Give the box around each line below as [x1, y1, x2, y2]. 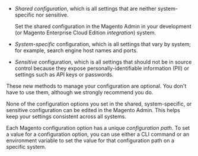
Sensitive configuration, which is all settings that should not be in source [14, 59, 192, 65]
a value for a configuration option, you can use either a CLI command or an [6, 130, 190, 138]
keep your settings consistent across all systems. [6, 113, 126, 120]
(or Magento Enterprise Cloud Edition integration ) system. [14, 29, 156, 36]
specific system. [6, 144, 46, 150]
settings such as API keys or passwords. [14, 71, 114, 78]
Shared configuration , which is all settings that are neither [14, 5, 157, 12]
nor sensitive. [35, 11, 69, 18]
